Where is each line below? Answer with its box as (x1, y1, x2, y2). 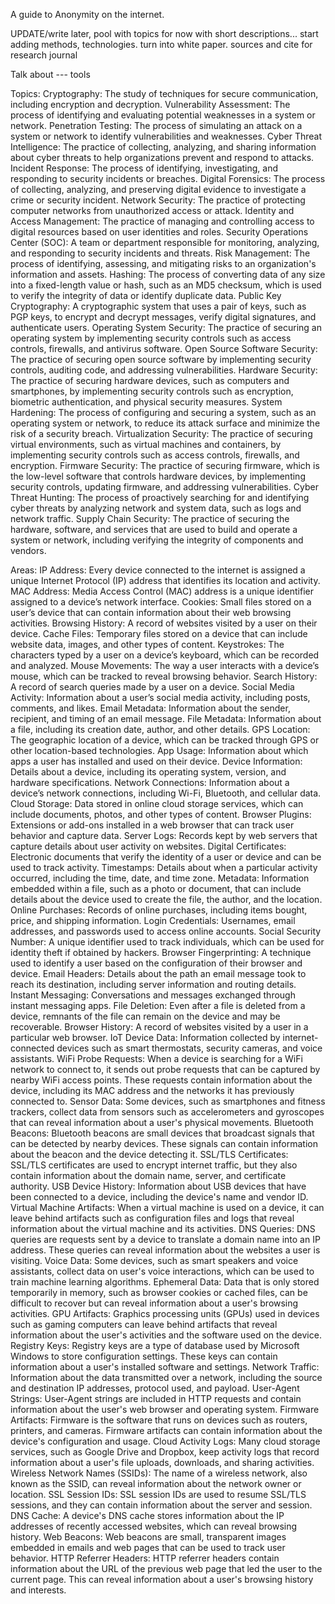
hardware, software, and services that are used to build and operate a (10, 524, 298, 535)
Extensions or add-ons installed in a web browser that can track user (10, 819, 295, 831)
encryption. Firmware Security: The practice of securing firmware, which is (10, 460, 320, 471)
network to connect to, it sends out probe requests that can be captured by (10, 1064, 321, 1075)
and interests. (10, 1584, 67, 1596)
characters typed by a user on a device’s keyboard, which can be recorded (10, 649, 320, 661)
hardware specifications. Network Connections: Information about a (10, 777, 290, 788)
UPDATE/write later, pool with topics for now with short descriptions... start (10, 28, 319, 39)
